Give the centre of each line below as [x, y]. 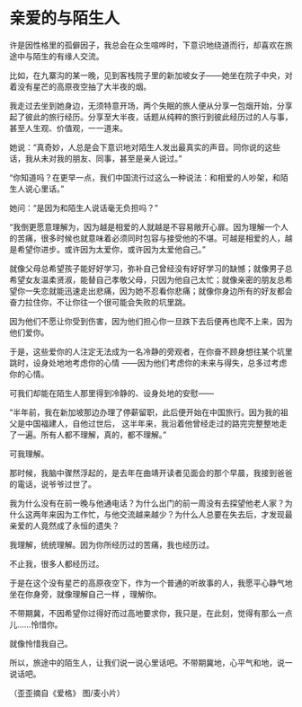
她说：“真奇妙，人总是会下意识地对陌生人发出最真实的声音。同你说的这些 [145, 147]
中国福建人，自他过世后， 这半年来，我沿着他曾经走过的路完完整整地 [152, 423]
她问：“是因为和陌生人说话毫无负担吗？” [84, 208]
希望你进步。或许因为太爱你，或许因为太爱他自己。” [111, 249]
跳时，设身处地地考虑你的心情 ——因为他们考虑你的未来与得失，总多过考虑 [148, 362]
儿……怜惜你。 [36, 624]
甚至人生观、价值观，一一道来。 [68, 128]
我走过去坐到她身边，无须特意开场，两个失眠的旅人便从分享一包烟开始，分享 [151, 105]
